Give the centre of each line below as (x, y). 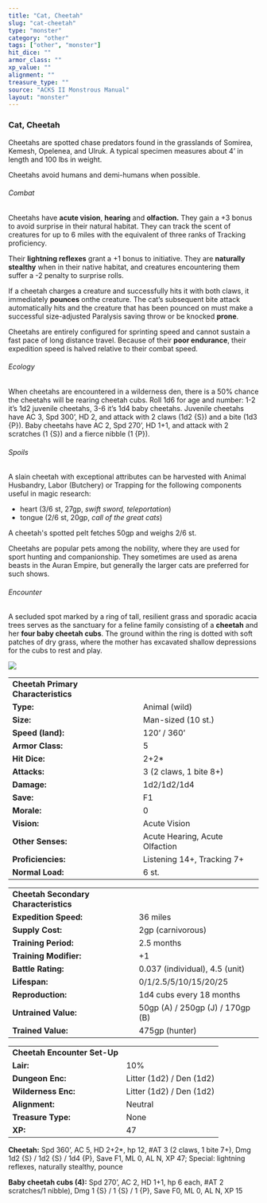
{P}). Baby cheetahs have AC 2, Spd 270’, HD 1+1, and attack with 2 (118, 425)
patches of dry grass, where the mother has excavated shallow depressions (132, 642)
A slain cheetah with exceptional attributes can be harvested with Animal (127, 477)
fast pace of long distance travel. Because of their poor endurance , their (127, 340)
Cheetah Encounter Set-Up (66, 1052)
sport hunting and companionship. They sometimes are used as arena (123, 557)
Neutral (140, 1104)
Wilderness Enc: (44, 1091)
